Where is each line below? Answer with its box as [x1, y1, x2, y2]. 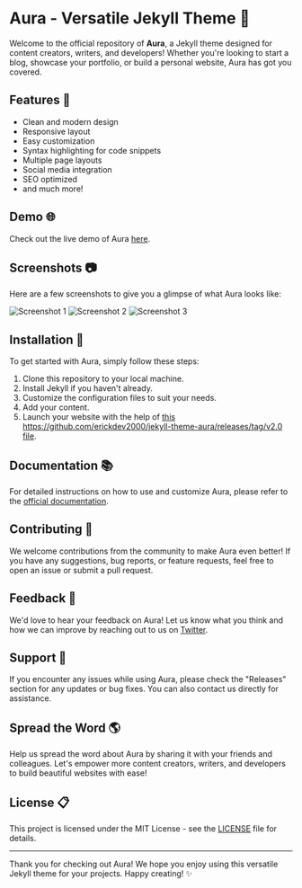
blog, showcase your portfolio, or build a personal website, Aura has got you [9, 57, 292, 67]
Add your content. [22, 402, 90, 413]
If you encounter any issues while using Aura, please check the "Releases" [9, 674, 287, 685]
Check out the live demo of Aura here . [9, 233, 151, 244]
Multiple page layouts [22, 155, 102, 165]
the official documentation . [9, 496, 110, 506]
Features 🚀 [9, 93, 71, 108]
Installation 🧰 [9, 332, 84, 347]
